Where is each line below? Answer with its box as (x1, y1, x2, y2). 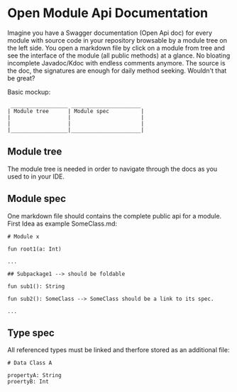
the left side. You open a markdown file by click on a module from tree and (7, 43, 226, 52)
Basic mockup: (7, 88, 51, 96)
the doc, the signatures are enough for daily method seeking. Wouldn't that (7, 66, 227, 75)
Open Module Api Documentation (7, 5, 209, 21)
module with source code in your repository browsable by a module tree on (7, 36, 228, 44)
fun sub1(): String (7, 282, 65, 290)
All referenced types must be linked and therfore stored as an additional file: (7, 346, 230, 354)
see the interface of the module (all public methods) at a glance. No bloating (7, 51, 231, 60)
